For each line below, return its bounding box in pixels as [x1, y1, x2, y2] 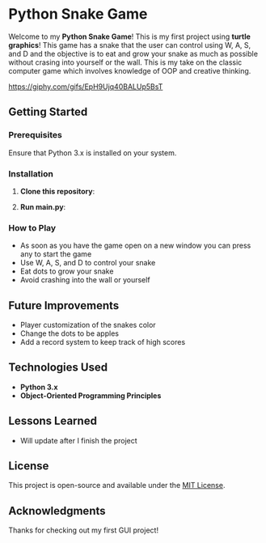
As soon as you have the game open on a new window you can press [19, 240, 251, 251]
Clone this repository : [19, 186, 95, 196]
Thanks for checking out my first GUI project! [8, 525, 159, 535]
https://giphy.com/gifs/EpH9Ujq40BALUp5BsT [8, 82, 163, 91]
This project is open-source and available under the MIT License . [8, 481, 226, 490]
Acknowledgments [8, 503, 107, 518]
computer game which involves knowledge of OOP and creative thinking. [8, 66, 251, 75]
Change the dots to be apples [19, 329, 120, 338]
